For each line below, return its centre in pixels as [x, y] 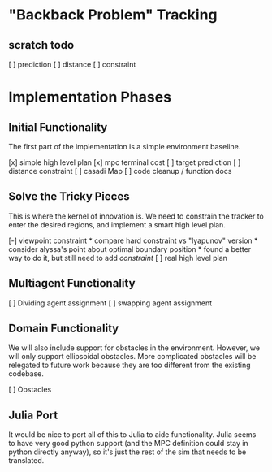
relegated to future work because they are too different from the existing [130, 365]
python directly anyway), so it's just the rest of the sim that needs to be [127, 452]
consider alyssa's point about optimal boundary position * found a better [130, 249]
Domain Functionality [64, 329]
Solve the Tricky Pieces [69, 197]
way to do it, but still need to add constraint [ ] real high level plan [118, 258]
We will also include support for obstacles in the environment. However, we [134, 348]
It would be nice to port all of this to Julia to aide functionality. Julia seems [132, 435]
